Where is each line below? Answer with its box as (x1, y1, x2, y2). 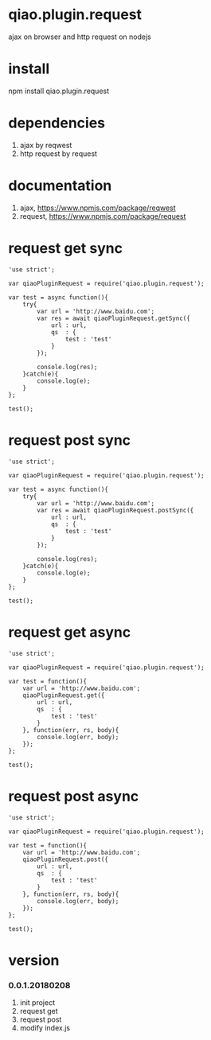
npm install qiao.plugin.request (8, 86, 110, 95)
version (8, 951, 60, 969)
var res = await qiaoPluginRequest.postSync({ (37, 506, 194, 514)
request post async (8, 787, 139, 805)
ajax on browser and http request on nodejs (8, 32, 151, 41)
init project (19, 997, 56, 1007)
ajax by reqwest (19, 140, 72, 150)
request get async (8, 623, 131, 641)
